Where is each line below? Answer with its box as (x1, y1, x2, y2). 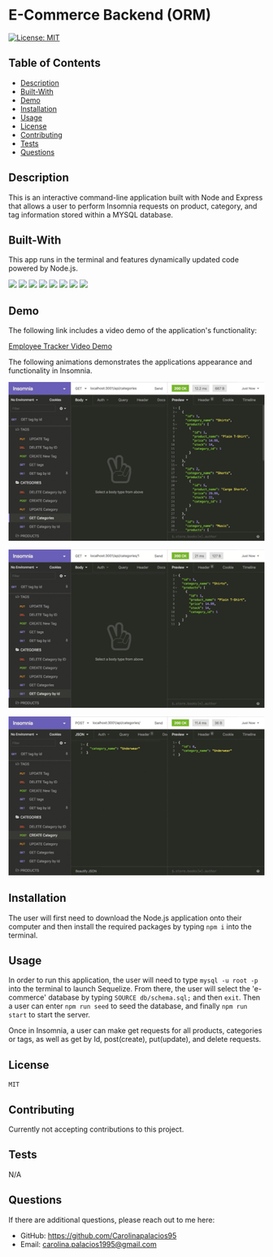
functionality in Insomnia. (8, 366, 93, 376)
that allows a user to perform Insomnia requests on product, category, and (8, 201, 258, 211)
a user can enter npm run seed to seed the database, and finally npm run (8, 1001, 248, 1011)
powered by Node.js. (8, 263, 79, 274)
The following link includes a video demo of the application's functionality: (8, 326, 258, 336)
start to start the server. (8, 1010, 91, 1020)
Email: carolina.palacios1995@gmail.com (19, 1239, 157, 1249)
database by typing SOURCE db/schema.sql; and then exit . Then (48, 992, 261, 1003)
